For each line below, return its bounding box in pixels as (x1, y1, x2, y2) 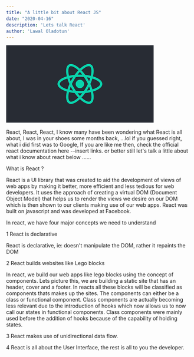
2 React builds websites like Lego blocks (6, 260, 105, 267)
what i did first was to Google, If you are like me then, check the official (6, 141, 179, 148)
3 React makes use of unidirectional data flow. (6, 333, 119, 340)
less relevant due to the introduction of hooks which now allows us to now (6, 302, 186, 309)
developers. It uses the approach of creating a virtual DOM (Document (6, 189, 177, 196)
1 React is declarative (6, 230, 58, 238)
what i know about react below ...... (6, 154, 91, 161)
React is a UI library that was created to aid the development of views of (6, 177, 182, 184)
